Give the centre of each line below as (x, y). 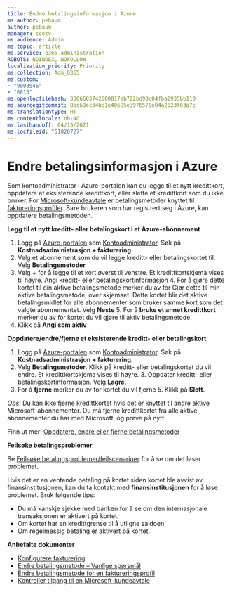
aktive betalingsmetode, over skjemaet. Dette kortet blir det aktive (112, 295)
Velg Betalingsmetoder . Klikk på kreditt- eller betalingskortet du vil (114, 367)
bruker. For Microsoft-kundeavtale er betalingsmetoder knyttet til (101, 200)
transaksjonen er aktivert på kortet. (68, 516)
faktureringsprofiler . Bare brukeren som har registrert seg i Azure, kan (108, 208)
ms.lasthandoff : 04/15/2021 (48, 125)
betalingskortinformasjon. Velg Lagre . (72, 382)
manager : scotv (29, 33)
